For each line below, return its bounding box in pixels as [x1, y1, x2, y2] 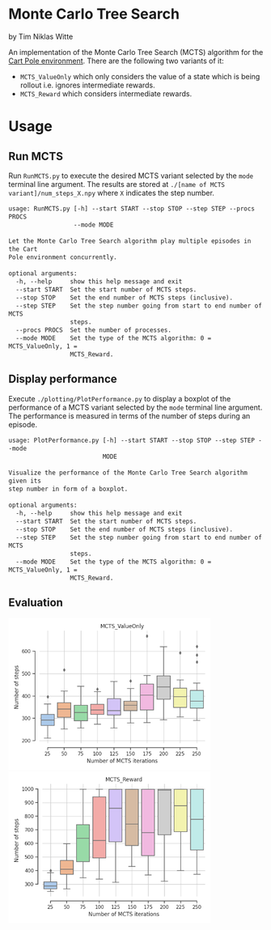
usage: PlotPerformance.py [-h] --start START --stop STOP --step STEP [8, 436, 255, 444]
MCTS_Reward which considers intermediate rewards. [19, 88, 193, 98]
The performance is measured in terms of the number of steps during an [8, 410, 251, 421]
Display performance [8, 372, 117, 386]
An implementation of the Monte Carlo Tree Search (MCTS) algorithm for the [8, 47, 264, 57]
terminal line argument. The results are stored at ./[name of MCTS [8, 179, 225, 189]
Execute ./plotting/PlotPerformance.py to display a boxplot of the [8, 393, 231, 403]
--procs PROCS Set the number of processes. [15, 325, 172, 334]
